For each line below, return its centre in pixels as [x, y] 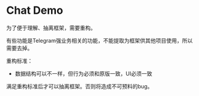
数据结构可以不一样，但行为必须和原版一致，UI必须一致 [83, 73]
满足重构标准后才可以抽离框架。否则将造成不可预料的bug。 [80, 86]
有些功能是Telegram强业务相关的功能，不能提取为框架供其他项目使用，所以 [99, 40]
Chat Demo [35, 10]
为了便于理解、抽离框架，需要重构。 [51, 28]
